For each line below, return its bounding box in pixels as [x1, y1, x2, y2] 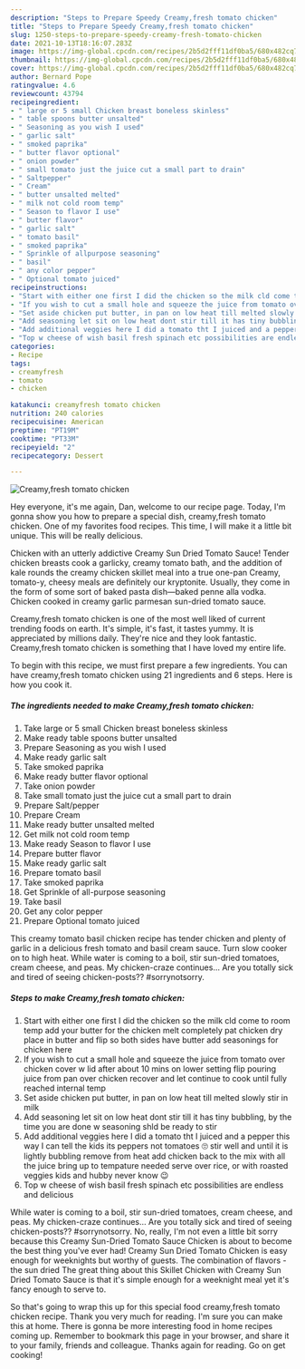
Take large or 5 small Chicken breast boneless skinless [23, 723, 229, 734]
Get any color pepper [23, 906, 103, 917]
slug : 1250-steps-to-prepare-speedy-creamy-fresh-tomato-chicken [10, 30, 262, 39]
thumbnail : [10, 55, 52, 64]
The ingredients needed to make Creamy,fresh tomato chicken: [10, 700, 254, 711]
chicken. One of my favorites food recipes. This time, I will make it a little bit [10, 520, 292, 531]
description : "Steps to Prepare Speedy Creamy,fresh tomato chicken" [10, 13, 279, 23]
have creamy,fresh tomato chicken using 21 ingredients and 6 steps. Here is [10, 670, 293, 681]
